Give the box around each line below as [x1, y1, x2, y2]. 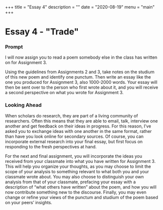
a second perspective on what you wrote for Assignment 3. [5, 90, 124, 96]
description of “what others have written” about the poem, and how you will [5, 184, 157, 190]
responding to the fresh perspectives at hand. [5, 144, 97, 149]
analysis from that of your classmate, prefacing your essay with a [5, 179, 136, 185]
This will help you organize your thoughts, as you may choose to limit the [5, 163, 151, 169]
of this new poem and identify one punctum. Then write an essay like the [5, 74, 151, 80]
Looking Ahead [5, 102, 42, 109]
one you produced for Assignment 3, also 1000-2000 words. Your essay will [5, 80, 158, 85]
